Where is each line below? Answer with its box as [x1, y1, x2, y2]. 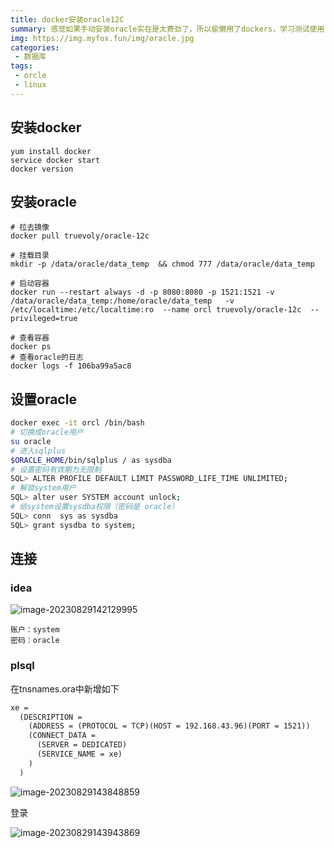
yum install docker [10, 146, 92, 156]
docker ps [10, 342, 52, 352]
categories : [10, 42, 60, 53]
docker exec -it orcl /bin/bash [10, 418, 145, 428]
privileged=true [10, 314, 78, 324]
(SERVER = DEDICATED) [36, 740, 128, 750]
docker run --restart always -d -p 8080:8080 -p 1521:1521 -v [10, 287, 275, 298]
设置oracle [10, 391, 77, 408]
